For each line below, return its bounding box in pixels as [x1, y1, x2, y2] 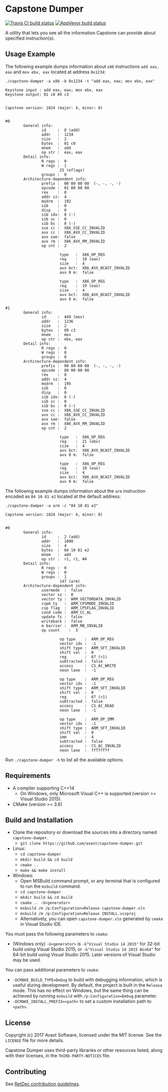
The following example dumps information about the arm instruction [5, 488, 146, 494]
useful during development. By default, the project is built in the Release [12, 982, 163, 988]
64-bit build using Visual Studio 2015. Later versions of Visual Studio [12, 952, 156, 958]
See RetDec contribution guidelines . [5, 1081, 80, 1087]
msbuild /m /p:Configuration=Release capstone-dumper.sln [20, 906, 145, 911]
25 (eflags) [59, 167, 85, 173]
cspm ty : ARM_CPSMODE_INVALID [41, 601, 114, 606]
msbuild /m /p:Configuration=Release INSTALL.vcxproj [20, 911, 136, 917]
